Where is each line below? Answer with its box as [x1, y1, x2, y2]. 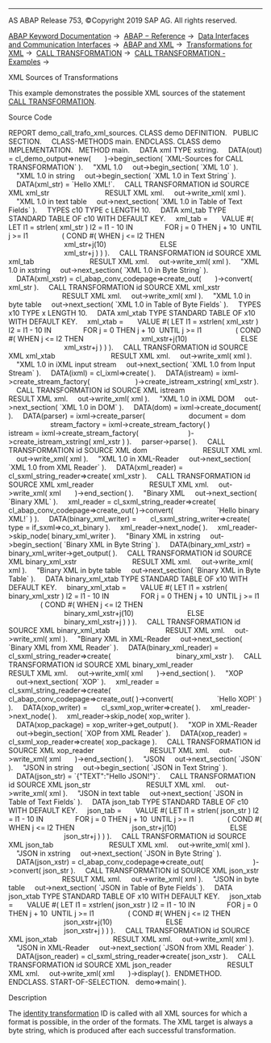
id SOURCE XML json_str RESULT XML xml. [8, 780, 206, 790]
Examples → [8, 57, 50, 66]
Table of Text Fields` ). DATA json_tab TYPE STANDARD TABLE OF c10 [8, 797, 248, 806]
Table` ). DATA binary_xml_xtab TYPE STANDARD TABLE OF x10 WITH [8, 574, 248, 584]
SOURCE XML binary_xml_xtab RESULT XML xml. [8, 626, 226, 635]
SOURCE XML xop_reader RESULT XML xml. [8, 746, 210, 755]
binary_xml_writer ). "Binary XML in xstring [51, 531, 201, 541]
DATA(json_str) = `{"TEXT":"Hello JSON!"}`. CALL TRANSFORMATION [15, 772, 256, 781]
